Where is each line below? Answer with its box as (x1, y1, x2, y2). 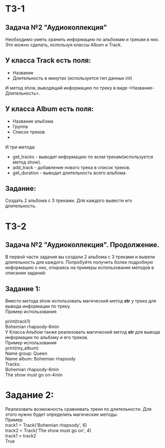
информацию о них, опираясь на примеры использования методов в (5, 265, 154, 271)
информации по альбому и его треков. (5, 334, 89, 340)
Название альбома (12, 118, 54, 124)
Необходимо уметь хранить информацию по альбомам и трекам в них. (5, 36, 159, 42)
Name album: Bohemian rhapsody (5, 356, 76, 362)
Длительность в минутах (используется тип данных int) (12, 75, 132, 81)
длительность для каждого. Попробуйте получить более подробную (5, 259, 153, 265)
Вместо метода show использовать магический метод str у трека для (5, 298, 156, 304)
